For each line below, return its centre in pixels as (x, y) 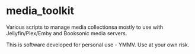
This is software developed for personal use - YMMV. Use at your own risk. (98, 45)
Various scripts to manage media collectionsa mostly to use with (85, 27)
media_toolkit (40, 11)
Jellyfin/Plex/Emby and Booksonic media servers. (67, 33)
